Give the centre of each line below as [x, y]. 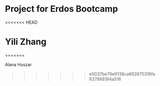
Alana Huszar [18, 64]
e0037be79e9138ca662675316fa [122, 74]
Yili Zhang [26, 42]
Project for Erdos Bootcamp [62, 9]
